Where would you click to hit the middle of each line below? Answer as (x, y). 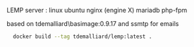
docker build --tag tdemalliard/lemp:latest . (83, 36)
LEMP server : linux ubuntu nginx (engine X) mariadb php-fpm (97, 10)
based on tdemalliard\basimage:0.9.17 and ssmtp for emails (93, 23)
